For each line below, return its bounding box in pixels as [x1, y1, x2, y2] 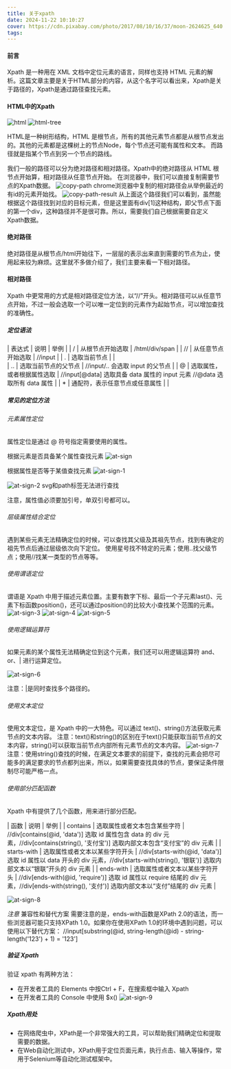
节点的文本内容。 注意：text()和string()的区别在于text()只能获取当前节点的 [7, 732, 217, 741]
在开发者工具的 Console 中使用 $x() [16, 993, 118, 1002]
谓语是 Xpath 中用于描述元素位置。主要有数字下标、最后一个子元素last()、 [7, 593, 217, 601]
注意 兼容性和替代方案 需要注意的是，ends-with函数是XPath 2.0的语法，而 [7, 909, 218, 918]
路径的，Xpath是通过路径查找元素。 [12, 85, 115, 94]
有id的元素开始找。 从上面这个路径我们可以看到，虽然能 [7, 190, 221, 198]
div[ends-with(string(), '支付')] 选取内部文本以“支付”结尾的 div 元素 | [23, 882, 217, 890]
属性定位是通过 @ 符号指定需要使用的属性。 [7, 437, 131, 445]
